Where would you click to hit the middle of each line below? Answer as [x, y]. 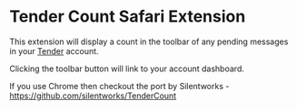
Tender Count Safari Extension [128, 17]
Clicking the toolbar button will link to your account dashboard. [127, 69]
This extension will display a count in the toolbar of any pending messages [149, 41]
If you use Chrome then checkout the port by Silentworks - [119, 86]
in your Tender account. [54, 50]
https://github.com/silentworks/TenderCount [93, 96]
